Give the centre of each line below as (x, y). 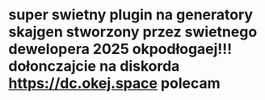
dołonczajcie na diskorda (94, 67)
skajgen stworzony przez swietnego (133, 32)
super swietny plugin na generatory (130, 15)
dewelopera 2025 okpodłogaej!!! (120, 49)
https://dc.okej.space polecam (114, 83)
